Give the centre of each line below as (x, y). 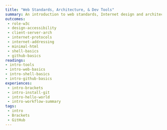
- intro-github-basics (29, 79)
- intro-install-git (29, 92)
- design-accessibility (32, 28)
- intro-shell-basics (28, 74)
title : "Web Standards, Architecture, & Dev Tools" (60, 10)
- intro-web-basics (25, 70)
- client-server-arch (30, 33)
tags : (11, 106)
